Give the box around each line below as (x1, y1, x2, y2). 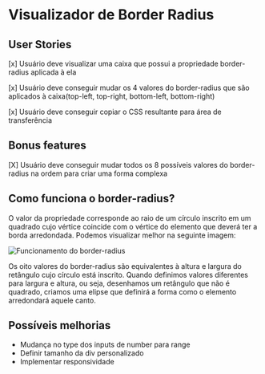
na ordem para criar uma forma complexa (30, 169, 168, 178)
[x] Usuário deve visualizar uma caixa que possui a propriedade (8, 59, 219, 68)
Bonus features (8, 139, 86, 152)
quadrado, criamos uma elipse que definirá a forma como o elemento (8, 287, 237, 296)
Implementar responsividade (19, 357, 114, 367)
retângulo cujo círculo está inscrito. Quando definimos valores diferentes (8, 270, 248, 279)
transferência (8, 116, 53, 125)
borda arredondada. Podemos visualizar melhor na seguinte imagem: (8, 230, 236, 240)
